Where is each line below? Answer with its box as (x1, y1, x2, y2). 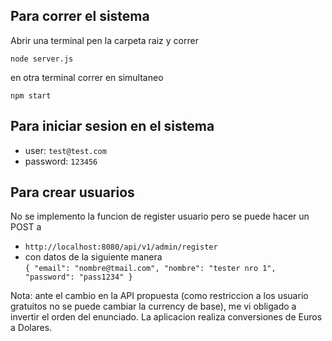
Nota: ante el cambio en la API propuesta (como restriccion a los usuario (10, 290, 309, 302)
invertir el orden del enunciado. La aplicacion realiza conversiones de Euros (10, 311, 323, 323)
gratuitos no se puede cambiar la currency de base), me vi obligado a (10, 300, 297, 313)
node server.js (10, 54, 74, 64)
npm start (10, 90, 52, 101)
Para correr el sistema (10, 8, 150, 25)
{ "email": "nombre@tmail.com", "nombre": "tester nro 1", (24, 264, 277, 274)
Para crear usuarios (10, 184, 135, 201)
